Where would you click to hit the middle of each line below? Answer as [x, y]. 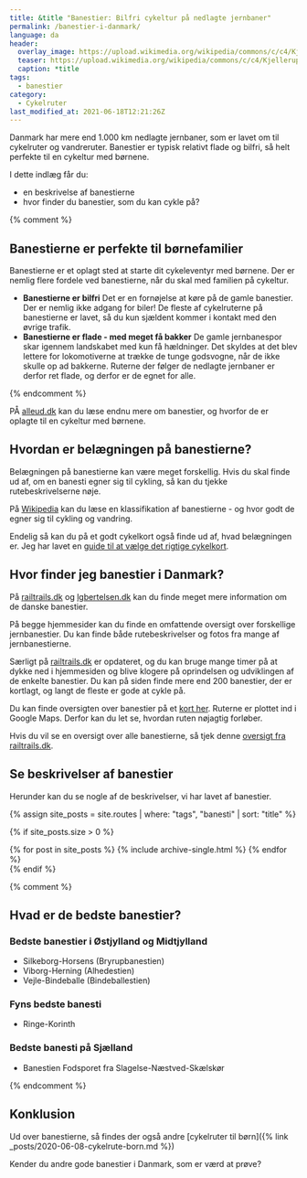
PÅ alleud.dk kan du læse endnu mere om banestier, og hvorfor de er [139, 412]
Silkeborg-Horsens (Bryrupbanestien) [93, 961]
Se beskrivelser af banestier [91, 774]
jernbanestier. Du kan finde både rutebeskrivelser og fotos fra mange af [145, 634]
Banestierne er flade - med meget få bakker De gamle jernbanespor [152, 337]
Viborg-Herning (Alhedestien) [79, 971]
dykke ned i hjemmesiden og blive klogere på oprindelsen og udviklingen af [152, 671]
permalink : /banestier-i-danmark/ [75, 27]
